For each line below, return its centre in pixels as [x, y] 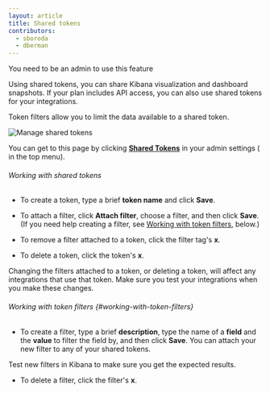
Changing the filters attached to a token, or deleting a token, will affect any [132, 271]
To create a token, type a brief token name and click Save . [118, 200]
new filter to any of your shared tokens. [85, 349]
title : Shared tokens [45, 23]
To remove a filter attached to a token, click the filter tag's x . [120, 240]
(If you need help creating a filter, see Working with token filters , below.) [140, 224]
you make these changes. [51, 288]
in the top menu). [37, 157]
